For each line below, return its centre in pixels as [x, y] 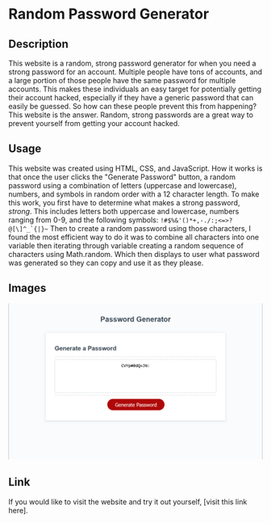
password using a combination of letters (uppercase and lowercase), [123, 185]
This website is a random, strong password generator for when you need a [132, 63]
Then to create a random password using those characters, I [150, 228]
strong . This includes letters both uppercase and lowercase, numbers [124, 211]
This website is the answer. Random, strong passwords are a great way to [131, 115]
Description [38, 44]
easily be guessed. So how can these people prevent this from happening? [132, 106]
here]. [18, 510]
